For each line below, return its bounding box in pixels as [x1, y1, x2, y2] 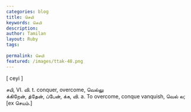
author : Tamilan [6, 31, 46, 37]
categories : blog [6, 8, 49, 15]
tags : [6, 42, 20, 48]
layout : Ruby [6, 36, 38, 42]
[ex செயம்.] [6, 99, 33, 107]
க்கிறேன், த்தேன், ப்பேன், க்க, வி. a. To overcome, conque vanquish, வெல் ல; [6, 92, 186, 100]
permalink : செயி [6, 53, 45, 59]
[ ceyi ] [6, 75, 24, 82]
